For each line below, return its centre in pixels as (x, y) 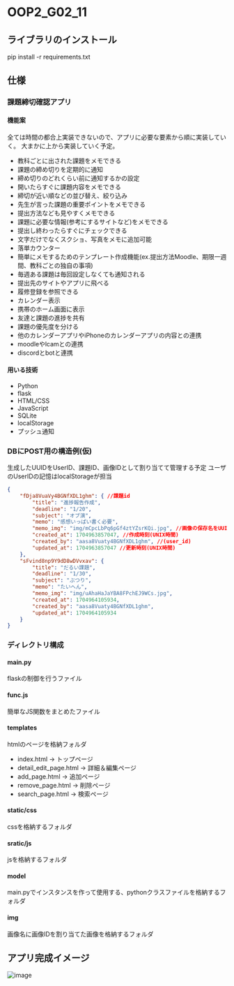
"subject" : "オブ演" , (62, 515)
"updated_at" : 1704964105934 (75, 613)
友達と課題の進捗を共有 (51, 318)
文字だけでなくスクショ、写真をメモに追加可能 (84, 239)
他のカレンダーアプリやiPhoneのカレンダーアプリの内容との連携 (109, 335)
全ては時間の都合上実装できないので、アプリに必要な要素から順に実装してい (117, 137)
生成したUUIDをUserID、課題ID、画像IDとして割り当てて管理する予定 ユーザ (117, 468)
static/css (22, 810)
